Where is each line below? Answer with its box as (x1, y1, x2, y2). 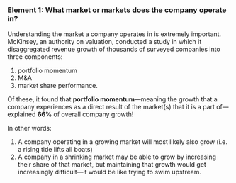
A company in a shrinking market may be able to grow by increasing (17, 152, 217, 161)
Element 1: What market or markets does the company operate (7, 5, 227, 15)
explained (7, 110, 36, 118)
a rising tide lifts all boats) (17, 145, 94, 154)
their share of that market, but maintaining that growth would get (17, 160, 207, 169)
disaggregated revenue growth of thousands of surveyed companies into (7, 45, 221, 54)
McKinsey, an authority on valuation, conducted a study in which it (7, 38, 202, 46)
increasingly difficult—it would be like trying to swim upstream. (17, 168, 202, 177)
